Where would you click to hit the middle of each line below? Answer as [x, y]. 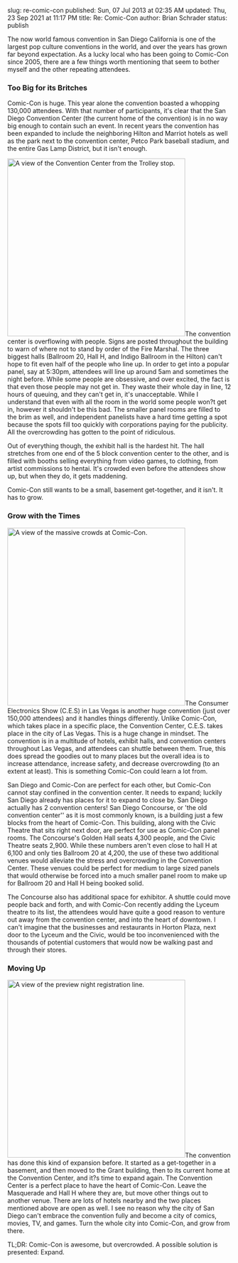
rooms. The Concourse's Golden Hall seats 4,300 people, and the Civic [112, 838]
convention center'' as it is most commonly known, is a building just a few [115, 815]
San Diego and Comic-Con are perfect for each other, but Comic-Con [109, 784]
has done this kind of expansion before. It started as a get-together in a [112, 1163]
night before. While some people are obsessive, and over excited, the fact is [119, 379]
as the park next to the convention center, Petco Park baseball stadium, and [118, 141]
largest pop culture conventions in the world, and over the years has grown [117, 47]
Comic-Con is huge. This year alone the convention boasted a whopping [114, 103]
